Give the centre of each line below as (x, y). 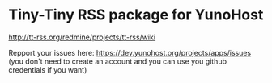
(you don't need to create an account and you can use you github (117, 61)
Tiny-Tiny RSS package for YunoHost (136, 15)
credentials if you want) (48, 69)
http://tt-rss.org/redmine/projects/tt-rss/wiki (82, 37)
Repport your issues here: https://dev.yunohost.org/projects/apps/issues (130, 52)
